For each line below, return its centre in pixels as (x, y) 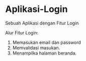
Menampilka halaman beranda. (45, 53)
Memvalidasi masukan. (36, 47)
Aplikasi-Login (36, 9)
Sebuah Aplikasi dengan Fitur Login (42, 23)
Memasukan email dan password (47, 42)
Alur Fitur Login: (22, 32)
